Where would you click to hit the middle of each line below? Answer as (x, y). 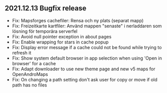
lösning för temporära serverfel (45, 31)
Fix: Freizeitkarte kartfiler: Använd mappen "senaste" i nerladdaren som (87, 26)
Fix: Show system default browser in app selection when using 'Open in (87, 58)
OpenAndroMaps (30, 74)
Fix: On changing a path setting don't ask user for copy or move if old (85, 79)
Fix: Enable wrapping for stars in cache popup (60, 42)
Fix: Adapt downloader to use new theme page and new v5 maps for (83, 69)
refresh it (22, 53)
